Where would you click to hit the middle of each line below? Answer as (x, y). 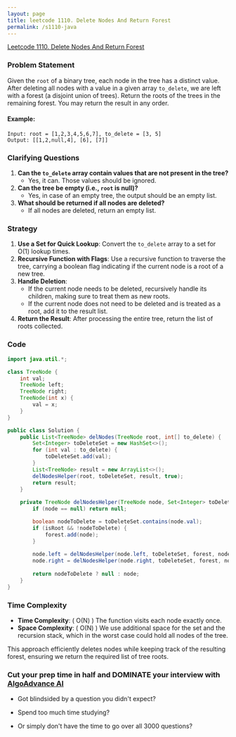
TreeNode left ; (42, 385)
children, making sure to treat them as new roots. (99, 296)
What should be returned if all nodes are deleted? (91, 203)
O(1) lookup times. (44, 251)
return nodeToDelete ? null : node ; (86, 574)
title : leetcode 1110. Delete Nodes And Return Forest (89, 20)
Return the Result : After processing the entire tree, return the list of (115, 319)
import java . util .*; (38, 359)
